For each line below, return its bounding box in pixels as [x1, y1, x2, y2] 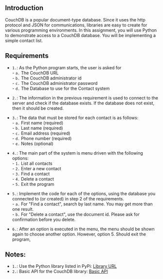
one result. [12, 206, 34, 212]
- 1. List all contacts [12, 160, 53, 166]
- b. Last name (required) [12, 125, 63, 131]
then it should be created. [12, 105, 64, 111]
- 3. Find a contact [12, 171, 50, 177]
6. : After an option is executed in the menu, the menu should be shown [12, 226, 155, 232]
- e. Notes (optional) [12, 140, 54, 146]
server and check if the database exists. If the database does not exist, [12, 100, 155, 106]
